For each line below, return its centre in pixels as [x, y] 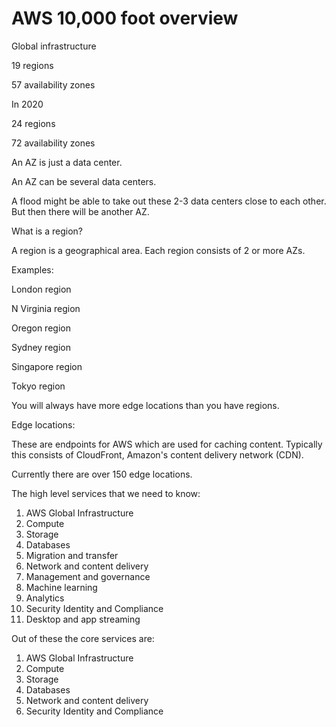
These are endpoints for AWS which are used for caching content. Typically [167, 444]
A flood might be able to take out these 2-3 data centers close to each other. [169, 201]
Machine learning [61, 587]
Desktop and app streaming [83, 619]
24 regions [33, 123]
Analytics [45, 598]
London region [41, 289]
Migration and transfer [72, 555]
